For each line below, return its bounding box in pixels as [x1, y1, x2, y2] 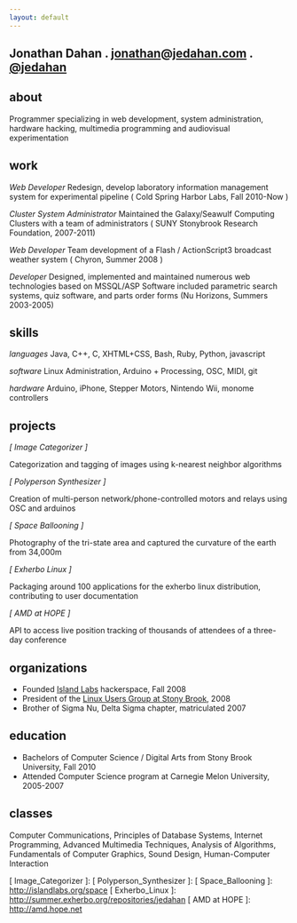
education [9, 728, 66, 744]
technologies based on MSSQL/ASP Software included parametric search [9, 281, 277, 291]
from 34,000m [9, 547, 62, 558]
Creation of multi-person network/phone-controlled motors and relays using [9, 494, 288, 505]
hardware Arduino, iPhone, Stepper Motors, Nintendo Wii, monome [9, 383, 254, 394]
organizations [9, 660, 88, 675]
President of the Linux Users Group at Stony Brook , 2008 [21, 694, 231, 704]
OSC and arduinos [9, 503, 76, 513]
